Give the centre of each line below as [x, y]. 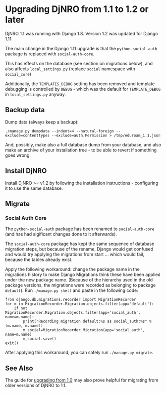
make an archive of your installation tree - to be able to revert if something [81, 150]
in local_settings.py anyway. [35, 94]
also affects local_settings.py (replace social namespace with [70, 69]
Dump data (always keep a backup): [42, 122]
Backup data [25, 110]
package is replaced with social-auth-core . [50, 54]
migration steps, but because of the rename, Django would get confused [79, 249]
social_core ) [18, 74]
